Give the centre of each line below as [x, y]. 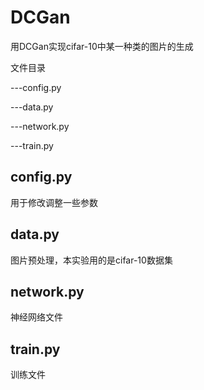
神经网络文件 [36, 317]
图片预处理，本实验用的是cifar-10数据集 [91, 260]
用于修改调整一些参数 [54, 202]
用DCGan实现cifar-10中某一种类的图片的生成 [102, 46]
